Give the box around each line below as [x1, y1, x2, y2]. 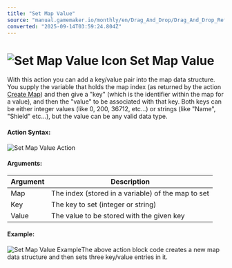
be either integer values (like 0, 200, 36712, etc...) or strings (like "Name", [7, 105, 216, 113]
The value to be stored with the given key [51, 211, 185, 220]
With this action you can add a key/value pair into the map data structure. [7, 75, 215, 84]
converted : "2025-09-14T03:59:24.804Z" [7, 23, 122, 30]
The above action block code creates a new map [81, 245, 220, 253]
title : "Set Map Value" [7, 10, 76, 17]
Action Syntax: [7, 128, 51, 136]
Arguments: [7, 160, 43, 168]
